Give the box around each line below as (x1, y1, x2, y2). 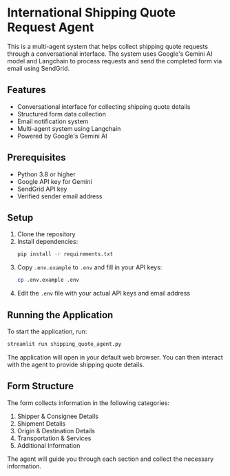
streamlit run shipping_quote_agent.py (7, 340, 122, 347)
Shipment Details (17, 419, 66, 428)
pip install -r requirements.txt (17, 251, 114, 258)
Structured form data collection (17, 110, 107, 118)
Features (7, 84, 46, 96)
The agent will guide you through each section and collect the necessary (7, 455, 214, 463)
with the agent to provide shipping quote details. (7, 360, 145, 369)
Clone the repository (17, 230, 76, 238)
